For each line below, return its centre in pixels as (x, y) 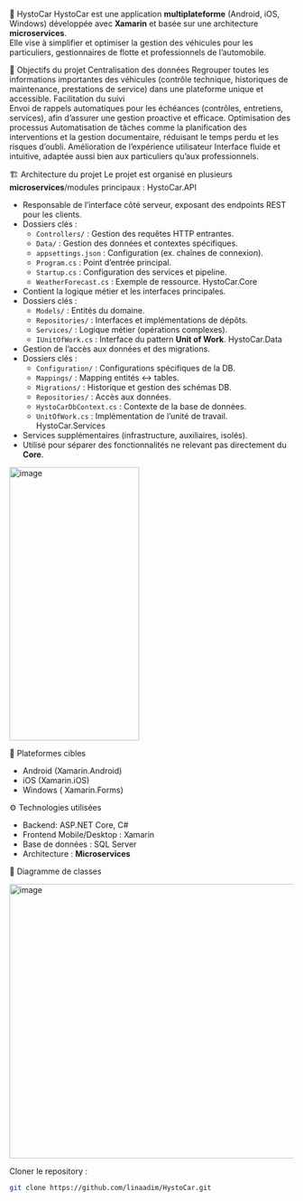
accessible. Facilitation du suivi (67, 99)
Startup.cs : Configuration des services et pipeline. (131, 272)
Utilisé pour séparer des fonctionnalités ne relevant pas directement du (154, 445)
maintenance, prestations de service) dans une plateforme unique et (137, 89)
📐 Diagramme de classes (55, 871)
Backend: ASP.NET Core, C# (75, 825)
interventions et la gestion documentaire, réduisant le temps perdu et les (144, 137)
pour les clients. (52, 214)
